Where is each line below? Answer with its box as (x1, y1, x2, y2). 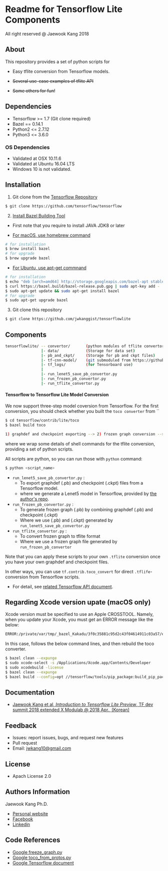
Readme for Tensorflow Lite (5, 4, 122, 15)
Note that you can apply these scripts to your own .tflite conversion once (5, 553, 161, 559)
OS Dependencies (5, 144, 50, 151)
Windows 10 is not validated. (12, 166, 71, 172)
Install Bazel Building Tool (12, 212, 65, 219)
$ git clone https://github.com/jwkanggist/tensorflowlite (5, 317, 131, 322)
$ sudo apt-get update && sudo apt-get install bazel (5, 288, 120, 294)
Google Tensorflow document (12, 859, 74, 865)
